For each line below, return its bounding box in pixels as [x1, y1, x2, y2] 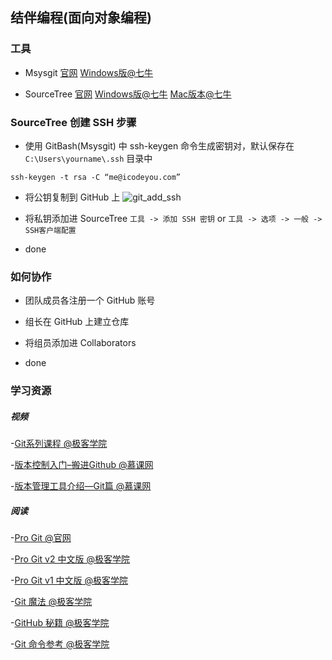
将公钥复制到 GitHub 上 [24, 191, 121, 203]
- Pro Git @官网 [10, 532, 72, 544]
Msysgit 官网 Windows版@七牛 [24, 66, 154, 78]
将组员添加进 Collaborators [24, 337, 137, 349]
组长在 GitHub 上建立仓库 [24, 316, 130, 328]
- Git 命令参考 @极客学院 [10, 638, 110, 650]
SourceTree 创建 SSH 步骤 [10, 115, 137, 129]
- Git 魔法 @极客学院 [10, 596, 93, 608]
